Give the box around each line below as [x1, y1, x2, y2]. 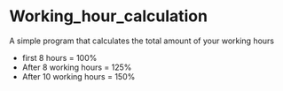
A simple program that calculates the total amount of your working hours [9, 35, 275, 46]
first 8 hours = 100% [21, 52, 98, 63]
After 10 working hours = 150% [21, 71, 136, 81]
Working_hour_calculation [9, 6, 208, 27]
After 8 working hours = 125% [21, 62, 132, 72]
